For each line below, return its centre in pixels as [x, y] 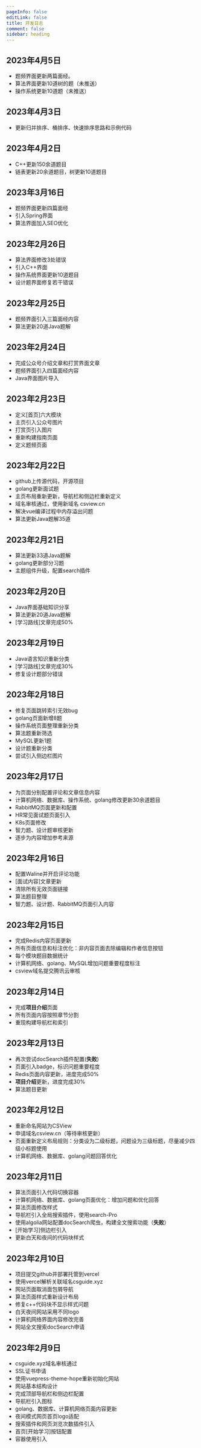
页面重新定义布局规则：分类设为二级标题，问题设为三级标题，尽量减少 [102, 1141]
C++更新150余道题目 [41, 164]
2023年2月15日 [35, 925]
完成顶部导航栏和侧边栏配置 [49, 1394]
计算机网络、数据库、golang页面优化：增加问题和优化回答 [87, 1200]
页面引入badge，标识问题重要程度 [57, 1067]
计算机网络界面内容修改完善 [49, 1319]
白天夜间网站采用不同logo [47, 1312]
